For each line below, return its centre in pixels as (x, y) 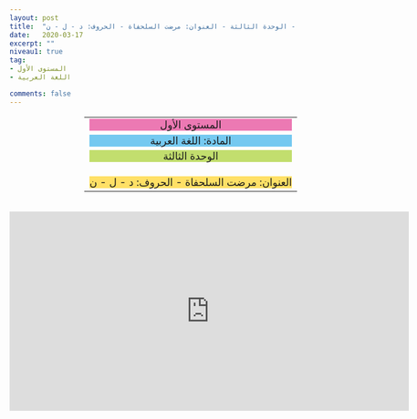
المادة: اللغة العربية (191, 140)
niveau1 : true (36, 52)
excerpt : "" (32, 43)
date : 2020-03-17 (47, 35)
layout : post (34, 18)
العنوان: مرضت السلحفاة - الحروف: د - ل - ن (191, 183)
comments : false (40, 93)
